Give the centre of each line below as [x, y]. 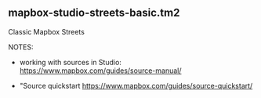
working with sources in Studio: [70, 62]
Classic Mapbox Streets [46, 31]
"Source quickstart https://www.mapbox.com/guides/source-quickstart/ [136, 85]
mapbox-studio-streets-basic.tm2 [94, 13]
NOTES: [21, 47]
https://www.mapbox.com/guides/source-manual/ [100, 71]
